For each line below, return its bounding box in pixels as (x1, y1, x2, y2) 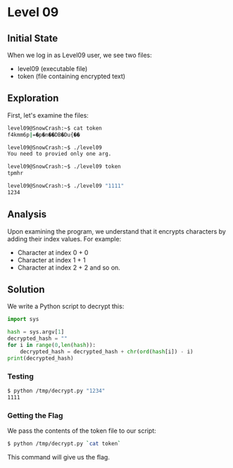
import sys (7, 316, 39, 323)
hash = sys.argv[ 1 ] (7, 329, 65, 336)
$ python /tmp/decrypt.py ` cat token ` (7, 441, 121, 448)
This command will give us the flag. (7, 453, 111, 461)
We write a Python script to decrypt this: (7, 302, 125, 310)
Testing (7, 371, 34, 381)
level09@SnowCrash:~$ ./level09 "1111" (7, 182, 125, 190)
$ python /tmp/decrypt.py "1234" (7, 387, 106, 394)
